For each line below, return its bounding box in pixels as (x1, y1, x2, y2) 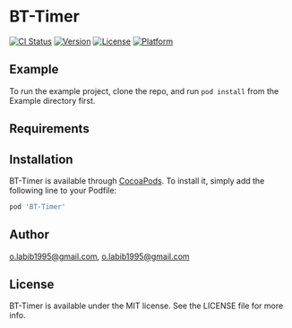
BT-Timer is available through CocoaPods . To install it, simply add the (9, 175, 265, 186)
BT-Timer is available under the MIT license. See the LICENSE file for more (9, 300, 284, 311)
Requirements (9, 121, 90, 136)
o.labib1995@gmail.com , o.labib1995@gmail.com (9, 251, 190, 262)
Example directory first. (9, 95, 96, 106)
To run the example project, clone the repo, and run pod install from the (9, 85, 279, 96)
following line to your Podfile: (9, 185, 117, 195)
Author (9, 227, 49, 243)
